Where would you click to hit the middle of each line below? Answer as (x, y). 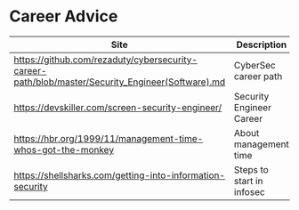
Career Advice (64, 16)
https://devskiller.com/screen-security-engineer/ (118, 107)
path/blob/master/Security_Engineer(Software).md (120, 82)
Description (262, 44)
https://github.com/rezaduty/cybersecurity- (106, 60)
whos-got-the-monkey (64, 149)
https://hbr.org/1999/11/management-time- (109, 138)
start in (249, 181)
